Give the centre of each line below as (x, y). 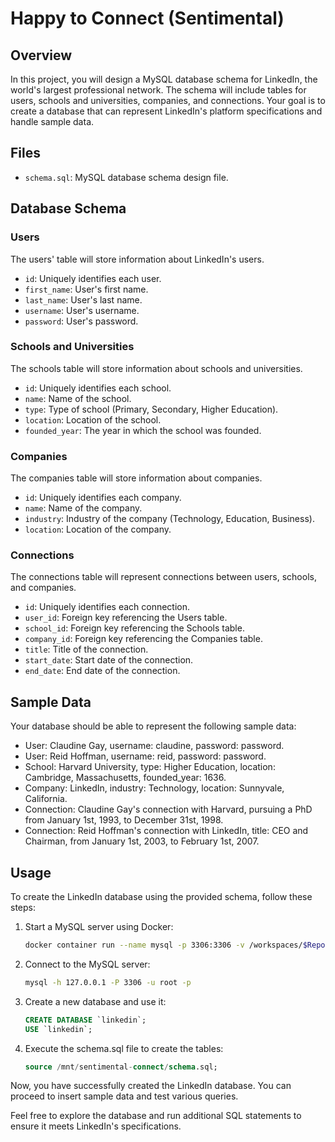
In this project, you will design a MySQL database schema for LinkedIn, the (164, 79)
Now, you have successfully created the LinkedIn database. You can (151, 1086)
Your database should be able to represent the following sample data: (153, 726)
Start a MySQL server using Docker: (99, 927)
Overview (41, 55)
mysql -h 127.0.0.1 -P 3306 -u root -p (108, 982)
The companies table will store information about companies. (136, 478)
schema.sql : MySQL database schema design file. (126, 177)
